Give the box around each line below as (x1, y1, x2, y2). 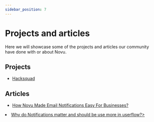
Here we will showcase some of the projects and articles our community (5, 44, 149, 50)
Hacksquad (12, 76, 35, 81)
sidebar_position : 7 (5, 7, 47, 12)
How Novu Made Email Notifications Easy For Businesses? (12, 102, 129, 108)
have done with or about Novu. (5, 49, 67, 54)
